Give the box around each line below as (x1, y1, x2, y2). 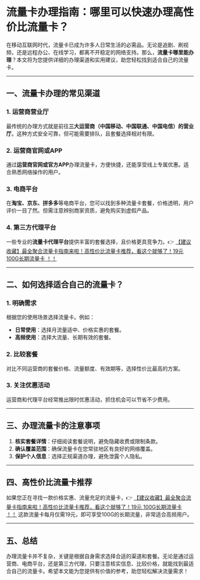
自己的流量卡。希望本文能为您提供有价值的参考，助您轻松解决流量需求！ (11, 567, 189, 575)
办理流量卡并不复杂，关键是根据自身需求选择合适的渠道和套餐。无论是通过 (6, 553, 189, 560)
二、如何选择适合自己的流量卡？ (6, 279, 124, 289)
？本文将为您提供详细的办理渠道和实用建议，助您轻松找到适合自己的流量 (11, 56, 189, 63)
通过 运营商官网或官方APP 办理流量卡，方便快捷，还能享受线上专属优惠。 (6, 161, 184, 168)
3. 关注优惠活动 (6, 381, 51, 390)
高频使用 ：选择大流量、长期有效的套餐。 (14, 334, 114, 341)
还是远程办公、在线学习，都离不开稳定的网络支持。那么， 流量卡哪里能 (16, 48, 189, 55)
